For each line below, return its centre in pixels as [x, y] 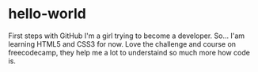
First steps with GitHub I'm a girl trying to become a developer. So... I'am [127, 36]
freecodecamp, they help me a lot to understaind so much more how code [129, 52]
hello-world [47, 14]
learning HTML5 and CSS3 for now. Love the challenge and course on [122, 44]
